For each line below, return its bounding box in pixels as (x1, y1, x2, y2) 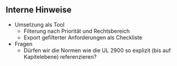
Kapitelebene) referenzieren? (23, 53, 97, 60)
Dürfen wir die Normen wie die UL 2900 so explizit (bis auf (23, 47, 171, 54)
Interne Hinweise (5, 5, 72, 15)
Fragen (14, 40, 33, 47)
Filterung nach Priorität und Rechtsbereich (23, 27, 130, 35)
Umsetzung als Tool (14, 21, 65, 28)
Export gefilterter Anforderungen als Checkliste (23, 33, 142, 41)
